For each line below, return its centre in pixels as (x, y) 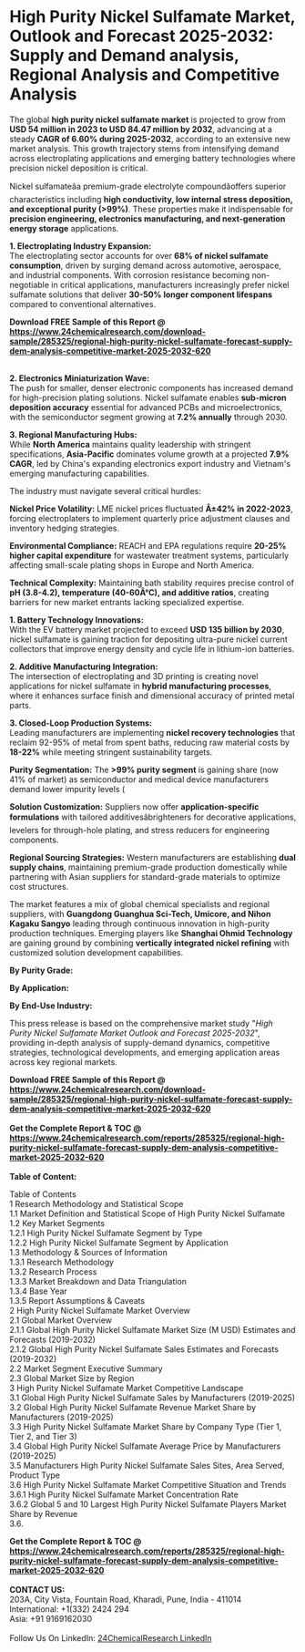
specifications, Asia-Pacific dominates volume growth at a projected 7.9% (149, 454)
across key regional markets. (64, 1062)
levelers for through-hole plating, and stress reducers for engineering (140, 830)
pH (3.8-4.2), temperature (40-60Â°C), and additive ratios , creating (139, 592)
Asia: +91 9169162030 (51, 1618)
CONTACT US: (37, 1589)
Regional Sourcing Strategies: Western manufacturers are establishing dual (152, 857)
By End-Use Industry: (51, 1006)
